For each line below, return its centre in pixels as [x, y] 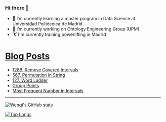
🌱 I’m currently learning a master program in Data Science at [74, 19]
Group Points [26, 86]
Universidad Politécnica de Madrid [47, 24]
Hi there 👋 [17, 8]
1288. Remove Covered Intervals [45, 70]
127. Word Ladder [30, 80]
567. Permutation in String [39, 75]
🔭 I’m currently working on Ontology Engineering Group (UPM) [76, 29]
